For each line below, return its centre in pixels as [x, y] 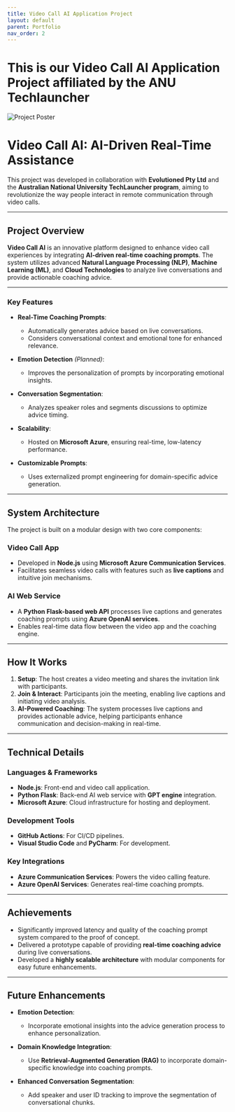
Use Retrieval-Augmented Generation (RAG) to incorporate [114, 1060]
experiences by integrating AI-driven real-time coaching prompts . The [110, 255]
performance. [48, 450]
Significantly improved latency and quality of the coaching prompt [112, 930]
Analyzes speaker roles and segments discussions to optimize [117, 408]
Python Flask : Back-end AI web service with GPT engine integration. [117, 795]
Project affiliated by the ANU [92, 83]
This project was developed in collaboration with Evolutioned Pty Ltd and [113, 180]
